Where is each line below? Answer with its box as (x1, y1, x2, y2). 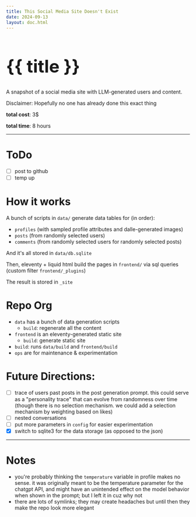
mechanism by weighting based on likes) (14, 408, 113, 415)
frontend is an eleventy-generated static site (14, 330, 122, 337)
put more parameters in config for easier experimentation (14, 421, 153, 428)
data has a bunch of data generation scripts (14, 318, 120, 325)
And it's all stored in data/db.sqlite (6, 249, 92, 256)
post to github (14, 167, 48, 174)
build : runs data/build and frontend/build (14, 343, 118, 350)
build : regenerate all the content (23, 324, 102, 331)
